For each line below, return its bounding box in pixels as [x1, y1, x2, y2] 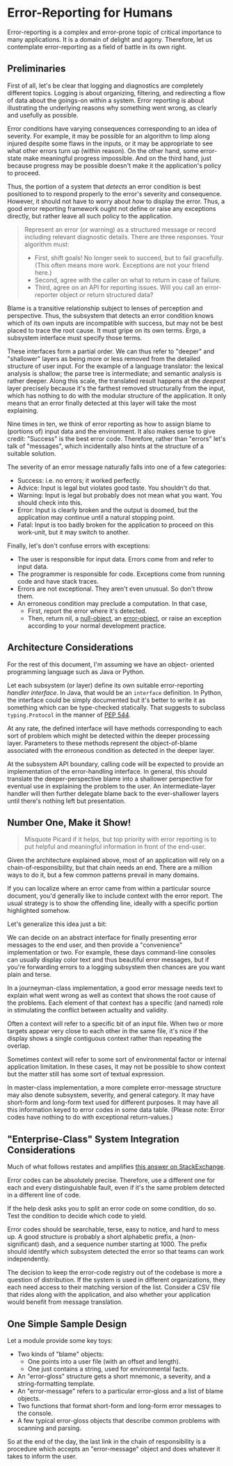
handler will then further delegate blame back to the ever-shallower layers [7, 789, 219, 797]
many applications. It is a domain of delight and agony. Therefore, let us [7, 35, 213, 43]
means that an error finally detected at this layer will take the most [7, 399, 197, 407]
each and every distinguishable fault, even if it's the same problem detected [7, 1184, 225, 1192]
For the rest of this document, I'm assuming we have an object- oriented [7, 660, 214, 669]
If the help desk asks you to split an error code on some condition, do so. [7, 1204, 217, 1213]
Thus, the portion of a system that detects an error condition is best [7, 182, 201, 191]
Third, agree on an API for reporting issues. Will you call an [34, 283, 204, 292]
